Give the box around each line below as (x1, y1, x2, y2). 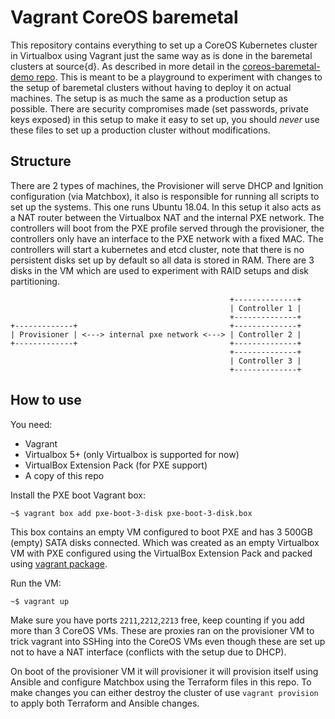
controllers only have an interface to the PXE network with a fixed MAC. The (10, 232, 324, 245)
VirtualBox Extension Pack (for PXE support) (24, 459, 208, 471)
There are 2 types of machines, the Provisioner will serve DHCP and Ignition (10, 179, 324, 191)
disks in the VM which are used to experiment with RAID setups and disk (10, 264, 309, 276)
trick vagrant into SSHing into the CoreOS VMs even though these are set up (10, 635, 326, 647)
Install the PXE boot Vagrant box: (10, 489, 146, 501)
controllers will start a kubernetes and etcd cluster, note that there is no (10, 243, 305, 255)
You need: (10, 418, 53, 430)
